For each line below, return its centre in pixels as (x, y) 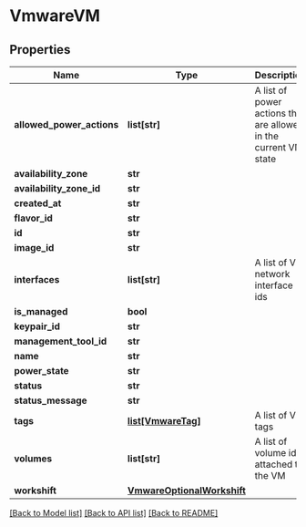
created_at (38, 203)
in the (267, 136)
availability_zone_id (57, 188)
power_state (42, 371)
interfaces (37, 279)
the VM (270, 475)
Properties (40, 50)
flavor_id (33, 218)
